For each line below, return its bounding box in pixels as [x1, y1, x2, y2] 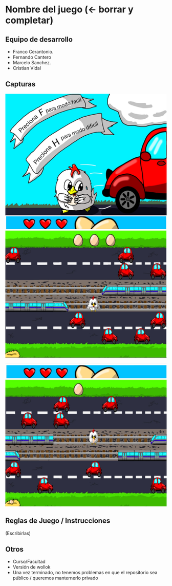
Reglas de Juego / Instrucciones [5, 517, 111, 525]
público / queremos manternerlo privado [12, 575, 98, 581]
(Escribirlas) [5, 530, 31, 536]
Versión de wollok [12, 564, 51, 570]
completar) [5, 14, 54, 26]
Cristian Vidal [12, 65, 41, 71]
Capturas [5, 80, 36, 88]
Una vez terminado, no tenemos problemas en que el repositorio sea [12, 570, 158, 576]
